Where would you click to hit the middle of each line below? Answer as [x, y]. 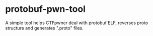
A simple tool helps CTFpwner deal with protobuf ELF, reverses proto [77, 23]
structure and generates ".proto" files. [45, 28]
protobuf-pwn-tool [45, 9]
